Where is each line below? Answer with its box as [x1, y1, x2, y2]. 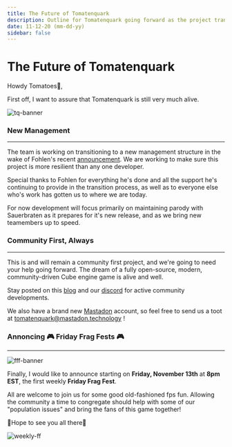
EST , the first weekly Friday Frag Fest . [7, 377, 117, 386]
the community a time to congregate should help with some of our [7, 398, 195, 406]
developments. [7, 293, 50, 301]
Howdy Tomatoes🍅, [7, 82, 64, 90]
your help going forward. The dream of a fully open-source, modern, [7, 265, 202, 273]
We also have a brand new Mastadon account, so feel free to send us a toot [7, 306, 222, 315]
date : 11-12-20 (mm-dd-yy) [7, 23, 85, 30]
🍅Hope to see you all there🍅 [7, 419, 87, 427]
